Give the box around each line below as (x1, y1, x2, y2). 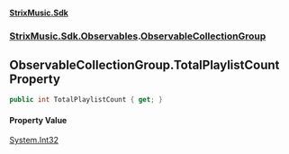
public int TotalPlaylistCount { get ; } (9, 95, 164, 104)
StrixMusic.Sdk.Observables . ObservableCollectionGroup (9, 30, 266, 42)
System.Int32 (9, 135, 59, 146)
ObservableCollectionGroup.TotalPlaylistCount (9, 57, 280, 72)
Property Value (9, 114, 68, 125)
